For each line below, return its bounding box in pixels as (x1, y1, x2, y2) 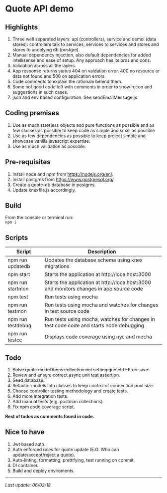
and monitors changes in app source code (44, 285, 143, 292)
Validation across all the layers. (12, 63, 76, 68)
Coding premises (5, 109, 60, 117)
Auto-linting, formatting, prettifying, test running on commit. (12, 457, 135, 463)
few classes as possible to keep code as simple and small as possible (12, 127, 155, 133)
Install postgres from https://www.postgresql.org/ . (12, 176, 115, 182)
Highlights (5, 23, 38, 31)
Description (87, 248, 116, 255)
